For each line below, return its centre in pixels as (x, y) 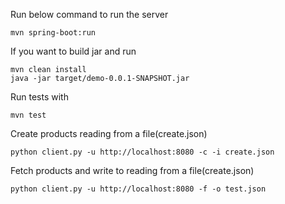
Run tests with (39, 97)
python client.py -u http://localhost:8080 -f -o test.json (138, 189)
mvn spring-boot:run (53, 33)
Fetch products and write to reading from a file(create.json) (132, 170)
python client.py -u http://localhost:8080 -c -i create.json (142, 152)
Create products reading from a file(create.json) (109, 133)
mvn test (28, 115)
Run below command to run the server (89, 14)
